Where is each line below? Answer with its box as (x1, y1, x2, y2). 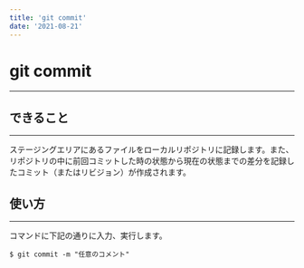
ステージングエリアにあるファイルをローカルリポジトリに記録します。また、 (9, 144, 294, 155)
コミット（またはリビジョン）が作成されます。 (16, 167, 192, 177)
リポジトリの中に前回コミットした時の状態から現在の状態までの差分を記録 (9, 156, 287, 167)
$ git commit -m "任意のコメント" (9, 250, 130, 259)
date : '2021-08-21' (9, 22, 83, 31)
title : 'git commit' (9, 13, 88, 23)
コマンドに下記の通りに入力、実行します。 (9, 230, 167, 241)
